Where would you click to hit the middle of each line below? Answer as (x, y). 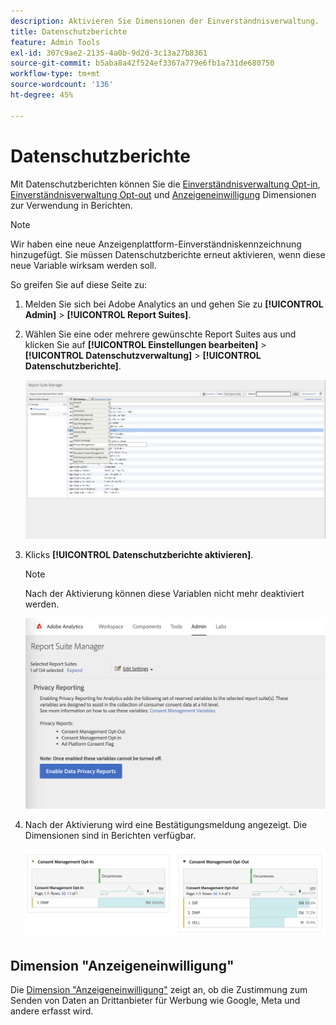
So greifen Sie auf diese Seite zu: (79, 284)
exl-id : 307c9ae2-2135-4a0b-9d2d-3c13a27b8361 (109, 53)
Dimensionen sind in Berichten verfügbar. (110, 835)
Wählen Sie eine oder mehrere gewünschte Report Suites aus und (160, 334)
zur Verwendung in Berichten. (71, 205)
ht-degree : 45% (42, 95)
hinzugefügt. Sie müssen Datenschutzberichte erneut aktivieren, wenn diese (168, 254)
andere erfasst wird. (52, 1011)
